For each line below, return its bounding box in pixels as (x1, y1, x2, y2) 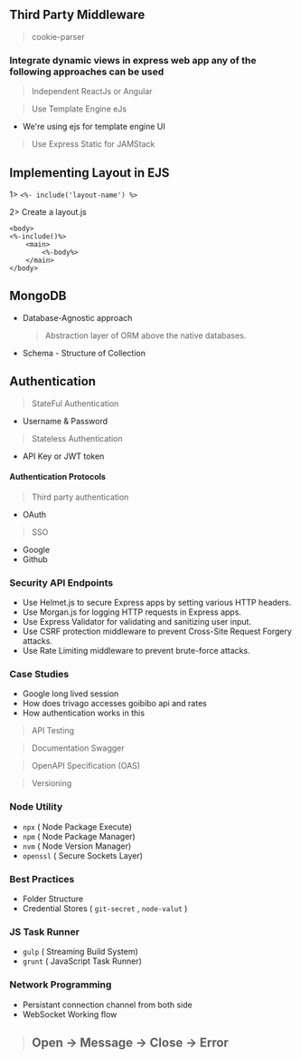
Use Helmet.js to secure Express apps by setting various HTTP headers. (22, 598, 292, 608)
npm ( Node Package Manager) (22, 831, 136, 841)
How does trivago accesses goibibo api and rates (22, 698, 208, 709)
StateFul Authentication (31, 398, 119, 409)
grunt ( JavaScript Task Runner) (22, 956, 143, 967)
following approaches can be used (9, 65, 165, 78)
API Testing (31, 725, 75, 736)
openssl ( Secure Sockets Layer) (22, 850, 143, 860)
